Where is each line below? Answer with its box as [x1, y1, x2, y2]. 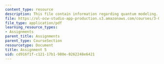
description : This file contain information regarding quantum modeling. [5, 12, 159, 16]
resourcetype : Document [5, 43, 54, 48]
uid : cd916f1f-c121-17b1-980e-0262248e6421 [5, 51, 95, 57]
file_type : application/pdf [5, 20, 62, 26]
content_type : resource [5, 7, 54, 12]
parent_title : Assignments [5, 34, 60, 39]
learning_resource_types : [5, 25, 58, 30]
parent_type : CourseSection [5, 38, 62, 43]
